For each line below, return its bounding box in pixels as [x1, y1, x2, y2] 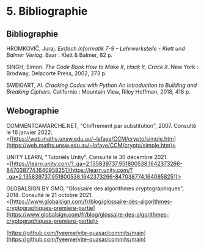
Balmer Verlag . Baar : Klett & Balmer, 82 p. [6, 51, 113, 59]
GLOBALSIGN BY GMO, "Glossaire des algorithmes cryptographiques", [6, 185, 184, 192]
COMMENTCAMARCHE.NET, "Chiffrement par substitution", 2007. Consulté [6, 122, 197, 129]
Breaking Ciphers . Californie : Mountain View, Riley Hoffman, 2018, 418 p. [6, 88, 191, 95]
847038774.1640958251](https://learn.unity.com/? [6, 166, 133, 174]
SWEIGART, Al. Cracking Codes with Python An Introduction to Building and [6, 81, 197, 89]
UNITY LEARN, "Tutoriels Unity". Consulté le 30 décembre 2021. [6, 153, 168, 160]
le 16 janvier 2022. [6, 128, 53, 136]
